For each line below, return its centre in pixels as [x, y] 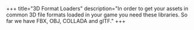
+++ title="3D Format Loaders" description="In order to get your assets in [97, 9]
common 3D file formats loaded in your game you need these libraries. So [97, 15]
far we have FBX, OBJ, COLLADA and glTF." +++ [66, 21]
